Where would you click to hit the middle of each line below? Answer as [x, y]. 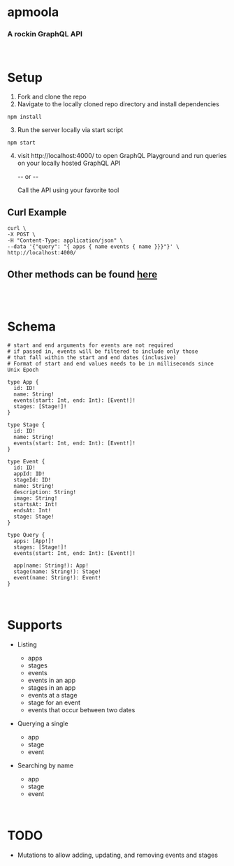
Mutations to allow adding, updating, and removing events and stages [118, 855]
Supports [35, 625]
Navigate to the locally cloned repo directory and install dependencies [118, 104]
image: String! [36, 498]
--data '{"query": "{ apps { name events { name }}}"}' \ [93, 247]
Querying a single [43, 723]
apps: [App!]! [34, 541]
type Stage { [26, 425]
